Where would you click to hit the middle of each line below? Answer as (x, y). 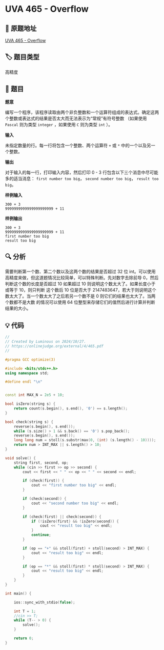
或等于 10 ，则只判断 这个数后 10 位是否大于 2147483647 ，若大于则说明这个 (81, 290)
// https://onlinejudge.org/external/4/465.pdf (54, 346)
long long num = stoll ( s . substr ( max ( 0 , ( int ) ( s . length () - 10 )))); (85, 440)
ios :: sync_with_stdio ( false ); (45, 602)
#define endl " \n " (24, 382)
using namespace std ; (27, 373)
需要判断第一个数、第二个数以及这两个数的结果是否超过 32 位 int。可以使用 (81, 271)
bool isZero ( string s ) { (30, 404)
